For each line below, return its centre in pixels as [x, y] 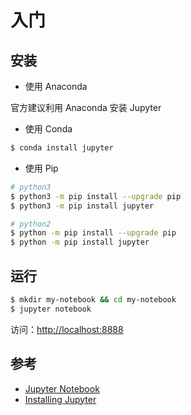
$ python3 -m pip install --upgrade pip [96, 196]
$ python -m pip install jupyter [80, 242]
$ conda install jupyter [62, 148]
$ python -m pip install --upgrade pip [93, 233]
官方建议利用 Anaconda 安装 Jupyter [86, 107]
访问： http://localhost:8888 [67, 329]
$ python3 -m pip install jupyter [82, 206]
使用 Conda [48, 129]
